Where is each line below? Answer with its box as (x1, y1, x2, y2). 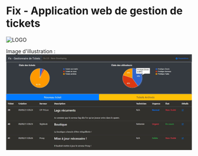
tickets (6, 17, 41, 30)
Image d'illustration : (6, 47, 56, 54)
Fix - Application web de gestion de (6, 4, 183, 18)
